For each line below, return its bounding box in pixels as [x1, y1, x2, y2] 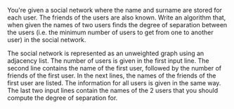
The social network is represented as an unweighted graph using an [7, 49, 204, 57]
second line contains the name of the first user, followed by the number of [7, 64, 222, 72]
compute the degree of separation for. [7, 94, 118, 102]
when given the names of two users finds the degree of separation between [7, 21, 228, 29]
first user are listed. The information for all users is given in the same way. [7, 79, 221, 87]
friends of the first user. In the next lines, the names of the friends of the [7, 71, 216, 80]
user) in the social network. [7, 36, 86, 44]
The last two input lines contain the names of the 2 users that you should [7, 87, 219, 94]
